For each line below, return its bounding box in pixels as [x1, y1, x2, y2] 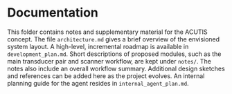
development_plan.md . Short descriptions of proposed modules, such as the [7, 50, 222, 58]
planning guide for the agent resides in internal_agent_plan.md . [7, 79, 189, 87]
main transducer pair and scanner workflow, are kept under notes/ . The [7, 57, 211, 65]
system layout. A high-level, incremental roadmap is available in [7, 42, 189, 50]
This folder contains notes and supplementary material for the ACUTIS [7, 28, 208, 36]
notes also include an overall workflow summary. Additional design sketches [7, 64, 225, 73]
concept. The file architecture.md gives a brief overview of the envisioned [7, 35, 220, 43]
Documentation [7, 5, 99, 21]
